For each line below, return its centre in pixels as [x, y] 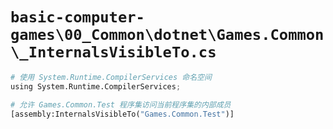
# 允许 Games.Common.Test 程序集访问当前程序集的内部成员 [121, 104]
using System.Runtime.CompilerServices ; [96, 86]
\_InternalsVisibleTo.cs [113, 52]
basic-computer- [77, 17]
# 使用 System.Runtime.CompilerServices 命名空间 [111, 77]
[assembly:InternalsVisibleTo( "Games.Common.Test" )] [122, 114]
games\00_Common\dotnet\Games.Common [167, 35]
